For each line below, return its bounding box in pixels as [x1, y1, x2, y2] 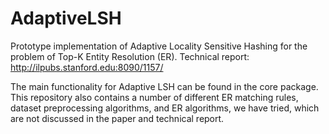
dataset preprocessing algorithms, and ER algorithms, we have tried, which [10, 102, 320, 114]
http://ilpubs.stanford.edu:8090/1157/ [10, 61, 164, 73]
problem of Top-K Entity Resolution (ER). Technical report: [10, 50, 250, 62]
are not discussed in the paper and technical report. [10, 112, 225, 124]
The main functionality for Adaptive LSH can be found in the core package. [10, 80, 319, 92]
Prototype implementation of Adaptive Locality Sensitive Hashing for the [10, 40, 308, 52]
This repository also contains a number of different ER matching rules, [10, 91, 299, 103]
